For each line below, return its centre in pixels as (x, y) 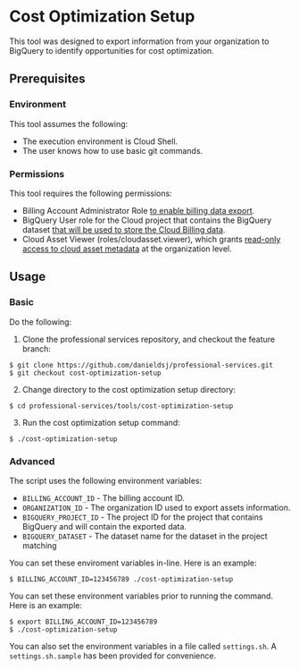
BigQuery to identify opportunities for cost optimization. (112, 50)
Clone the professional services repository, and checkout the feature (148, 339)
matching (39, 545)
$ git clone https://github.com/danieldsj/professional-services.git (141, 365)
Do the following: (41, 322)
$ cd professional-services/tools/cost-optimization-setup (121, 406)
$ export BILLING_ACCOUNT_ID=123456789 (83, 622)
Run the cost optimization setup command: (101, 422)
